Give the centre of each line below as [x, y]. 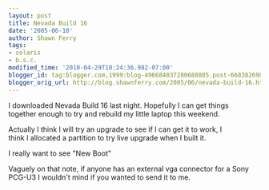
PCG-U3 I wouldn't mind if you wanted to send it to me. [99, 177]
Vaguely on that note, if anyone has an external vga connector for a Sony [129, 168]
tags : [17, 46]
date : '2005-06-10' [41, 30]
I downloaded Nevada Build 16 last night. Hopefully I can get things [119, 105]
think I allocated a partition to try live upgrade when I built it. [107, 137]
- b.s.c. [23, 61]
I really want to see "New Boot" [60, 153]
